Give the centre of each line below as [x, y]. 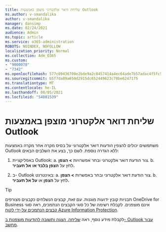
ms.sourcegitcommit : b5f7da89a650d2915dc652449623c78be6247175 [72, 78]
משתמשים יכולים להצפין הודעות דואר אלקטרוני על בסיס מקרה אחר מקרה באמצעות [82, 146]
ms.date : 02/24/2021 [26, 28]
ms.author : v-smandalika [31, 14]
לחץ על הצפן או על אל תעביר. [41, 180]
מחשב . [12, 225]
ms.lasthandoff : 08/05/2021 [34, 92]
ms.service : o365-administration [40, 42]
